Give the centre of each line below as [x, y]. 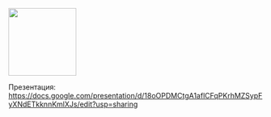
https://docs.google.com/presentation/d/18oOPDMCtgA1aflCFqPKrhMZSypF [135, 96]
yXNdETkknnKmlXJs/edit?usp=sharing [73, 104]
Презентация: [32, 87]
